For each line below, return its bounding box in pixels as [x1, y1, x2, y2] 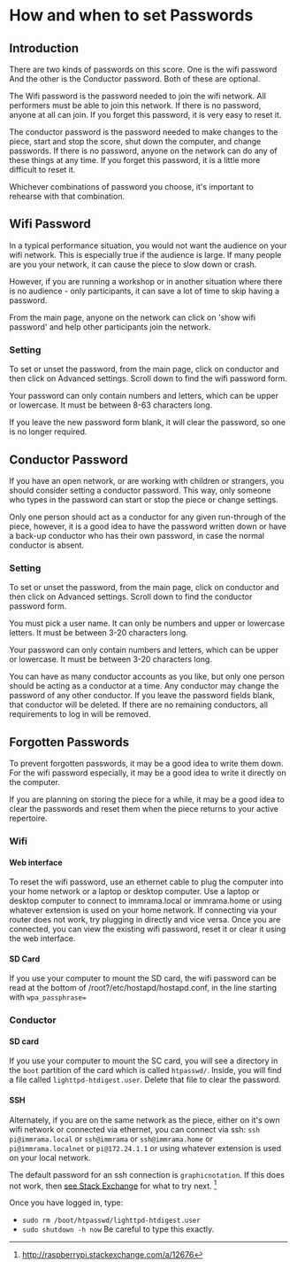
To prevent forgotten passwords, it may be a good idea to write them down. [9, 759, 285, 769]
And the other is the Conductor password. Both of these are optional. [9, 74, 261, 84]
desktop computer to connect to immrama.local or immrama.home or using [9, 896, 283, 907]
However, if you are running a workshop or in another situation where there [9, 276, 283, 286]
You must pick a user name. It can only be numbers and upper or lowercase [9, 618, 286, 629]
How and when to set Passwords [9, 5, 254, 26]
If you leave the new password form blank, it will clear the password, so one [9, 417, 286, 428]
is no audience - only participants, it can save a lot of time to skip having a [9, 285, 280, 296]
